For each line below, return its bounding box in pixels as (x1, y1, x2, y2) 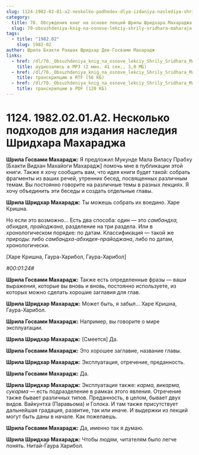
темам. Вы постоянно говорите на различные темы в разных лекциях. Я (6, 181, 190, 188)
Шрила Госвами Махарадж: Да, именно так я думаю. (6, 424, 144, 431)
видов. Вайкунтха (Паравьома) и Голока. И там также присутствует (6, 400, 179, 407)
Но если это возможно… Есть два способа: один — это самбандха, (6, 217, 178, 224)
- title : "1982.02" (11, 36, 60, 42)
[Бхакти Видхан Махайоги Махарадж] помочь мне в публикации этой (6, 162, 183, 169)
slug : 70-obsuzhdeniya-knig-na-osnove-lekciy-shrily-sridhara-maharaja (11, 25, 192, 31)
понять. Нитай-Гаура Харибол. (6, 442, 84, 449)
